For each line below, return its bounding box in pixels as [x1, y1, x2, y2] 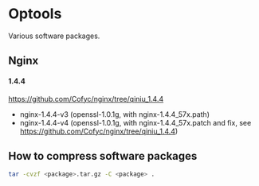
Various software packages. [8, 31, 100, 41]
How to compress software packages [8, 149, 198, 163]
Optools [8, 5, 62, 23]
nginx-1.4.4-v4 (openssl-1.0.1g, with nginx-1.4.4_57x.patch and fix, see [19, 118, 252, 127]
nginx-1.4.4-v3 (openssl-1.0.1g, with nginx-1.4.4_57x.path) [19, 109, 210, 119]
